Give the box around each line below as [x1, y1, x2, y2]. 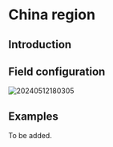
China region [8, 6, 96, 24]
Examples [8, 109, 59, 123]
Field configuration [8, 64, 106, 78]
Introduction [8, 38, 72, 51]
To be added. [8, 131, 52, 141]
